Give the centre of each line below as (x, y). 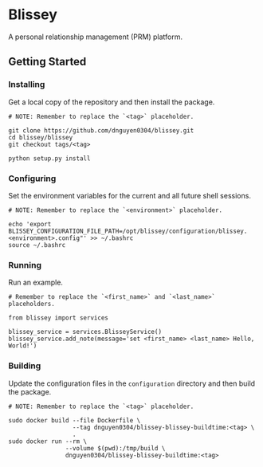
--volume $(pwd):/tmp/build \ (115, 448)
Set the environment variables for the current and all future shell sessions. (130, 195)
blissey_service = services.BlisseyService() (85, 332)
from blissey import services (59, 318)
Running (25, 265)
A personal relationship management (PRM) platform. (96, 37)
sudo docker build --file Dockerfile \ (75, 420)
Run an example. (36, 283)
